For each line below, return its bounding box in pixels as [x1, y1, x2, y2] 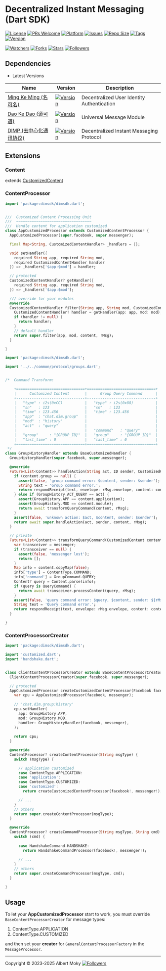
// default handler [14, 328, 54, 333]
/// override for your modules [9, 296, 74, 301]
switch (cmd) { [14, 834, 45, 839]
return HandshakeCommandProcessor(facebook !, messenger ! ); [23, 848, 147, 853]
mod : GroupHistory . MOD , [18, 716, 68, 721]
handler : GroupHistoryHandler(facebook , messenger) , [18, 720, 129, 725]
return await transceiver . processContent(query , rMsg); [18, 588, 136, 593]
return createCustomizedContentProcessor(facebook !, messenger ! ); [23, 789, 163, 794]
